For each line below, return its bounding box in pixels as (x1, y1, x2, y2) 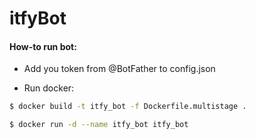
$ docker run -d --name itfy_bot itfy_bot (9, 120, 189, 130)
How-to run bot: (9, 40, 77, 52)
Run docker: (23, 82, 75, 94)
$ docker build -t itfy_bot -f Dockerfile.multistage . (9, 102, 247, 112)
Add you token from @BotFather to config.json (23, 63, 216, 75)
